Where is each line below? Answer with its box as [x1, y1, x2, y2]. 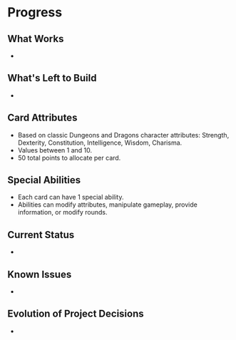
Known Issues [7, 268, 72, 280]
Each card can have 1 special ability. [17, 193, 124, 202]
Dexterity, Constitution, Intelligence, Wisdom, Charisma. [17, 138, 183, 147]
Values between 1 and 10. [17, 145, 93, 154]
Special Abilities [7, 174, 81, 186]
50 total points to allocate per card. [17, 153, 121, 162]
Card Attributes [7, 112, 78, 124]
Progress [7, 4, 63, 21]
